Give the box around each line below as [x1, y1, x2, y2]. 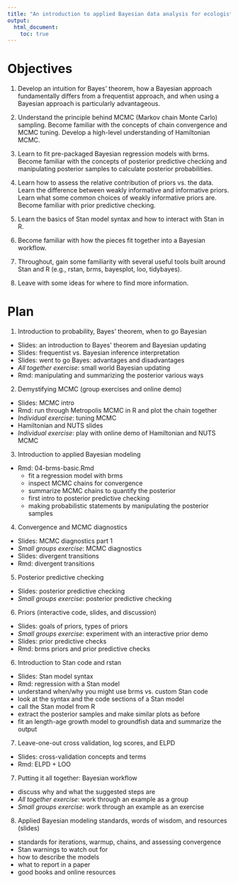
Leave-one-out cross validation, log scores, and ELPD [17, 739, 176, 747]
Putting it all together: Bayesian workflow [17, 774, 138, 782]
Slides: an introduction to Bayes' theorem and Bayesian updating [17, 341, 207, 350]
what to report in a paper [17, 860, 91, 869]
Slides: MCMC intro [17, 399, 75, 407]
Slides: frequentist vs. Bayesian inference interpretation [17, 349, 180, 357]
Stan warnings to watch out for [17, 845, 108, 854]
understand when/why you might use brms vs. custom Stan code [17, 687, 209, 696]
